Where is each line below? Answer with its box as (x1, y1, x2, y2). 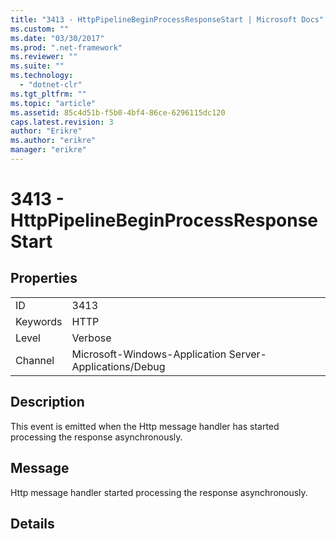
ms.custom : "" (10, 24, 70, 34)
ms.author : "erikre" (10, 136, 97, 146)
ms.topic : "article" (10, 98, 97, 108)
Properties (10, 270, 78, 287)
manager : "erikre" (10, 145, 87, 155)
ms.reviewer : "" (10, 52, 78, 62)
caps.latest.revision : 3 (10, 117, 114, 127)
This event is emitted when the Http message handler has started (10, 420, 280, 432)
